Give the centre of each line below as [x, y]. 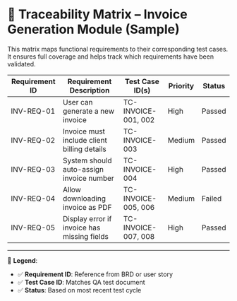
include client [85, 140]
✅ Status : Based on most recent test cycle [79, 290]
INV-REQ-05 [33, 228]
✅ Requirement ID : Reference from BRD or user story [95, 274]
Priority [181, 85]
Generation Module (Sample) [93, 29]
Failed [212, 199]
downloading [84, 199]
